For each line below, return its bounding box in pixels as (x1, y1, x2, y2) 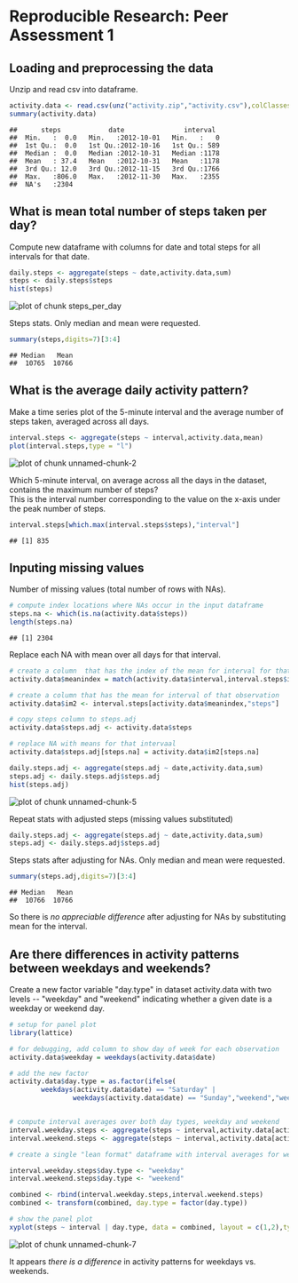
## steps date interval (9, 125, 216, 134)
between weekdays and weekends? (9, 960, 211, 976)
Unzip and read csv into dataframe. (9, 84, 139, 94)
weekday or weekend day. (9, 1003, 105, 1014)
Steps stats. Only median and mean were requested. (9, 318, 201, 329)
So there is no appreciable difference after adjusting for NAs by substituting (9, 912, 286, 922)
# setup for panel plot (9, 1020, 98, 1029)
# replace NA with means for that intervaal (9, 739, 176, 748)
